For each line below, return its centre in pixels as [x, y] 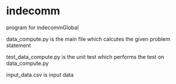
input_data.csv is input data [40, 74]
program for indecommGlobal [42, 27]
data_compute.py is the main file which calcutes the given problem [88, 39]
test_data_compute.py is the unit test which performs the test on [85, 57]
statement [18, 45]
